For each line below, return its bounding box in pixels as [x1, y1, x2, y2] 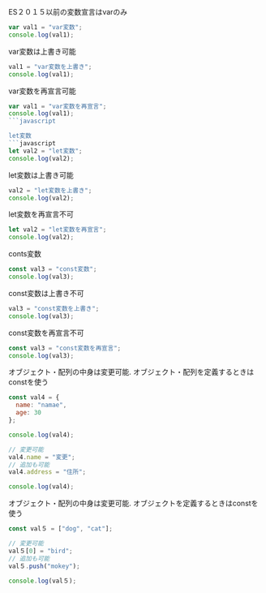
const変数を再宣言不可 [8, 328, 84, 337]
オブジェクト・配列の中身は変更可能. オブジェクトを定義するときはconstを [8, 498, 259, 509]
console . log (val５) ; [8, 577, 77, 585]
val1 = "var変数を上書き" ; [8, 62, 92, 71]
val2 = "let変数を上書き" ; [8, 186, 92, 195]
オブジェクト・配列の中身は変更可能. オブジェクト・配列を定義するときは [8, 367, 254, 377]
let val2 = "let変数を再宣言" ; [8, 226, 107, 234]
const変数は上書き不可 [8, 288, 84, 298]
